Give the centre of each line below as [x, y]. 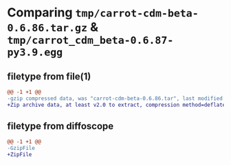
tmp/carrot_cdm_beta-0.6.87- [90, 41]
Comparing [40, 13]
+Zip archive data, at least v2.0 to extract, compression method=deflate [117, 105]
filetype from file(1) [49, 76]
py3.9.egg [35, 52]
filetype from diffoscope [60, 126]
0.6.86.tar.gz [47, 28]
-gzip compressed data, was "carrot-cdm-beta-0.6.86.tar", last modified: [117, 98]
